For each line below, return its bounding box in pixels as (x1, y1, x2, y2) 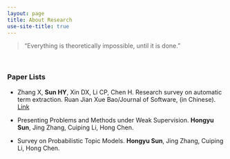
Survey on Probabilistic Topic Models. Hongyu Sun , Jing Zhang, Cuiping (17, 136, 224, 145)
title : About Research (7, 17, 73, 23)
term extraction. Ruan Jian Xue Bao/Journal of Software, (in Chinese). (17, 95, 216, 103)
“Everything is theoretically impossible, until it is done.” (23, 42, 181, 50)
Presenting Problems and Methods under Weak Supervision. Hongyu (17, 116, 214, 124)
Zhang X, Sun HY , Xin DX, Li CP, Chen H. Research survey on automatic (17, 87, 222, 96)
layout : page (7, 10, 45, 17)
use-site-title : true (7, 23, 70, 30)
